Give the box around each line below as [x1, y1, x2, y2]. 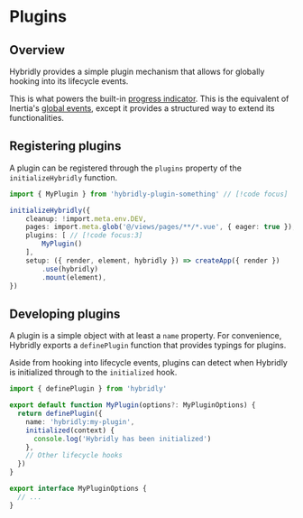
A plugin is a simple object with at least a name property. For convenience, [9, 330, 282, 341]
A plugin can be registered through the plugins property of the [9, 162, 242, 173]
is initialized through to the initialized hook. [9, 367, 178, 378]
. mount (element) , [41, 273, 106, 282]
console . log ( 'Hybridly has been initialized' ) [32, 434, 212, 443]
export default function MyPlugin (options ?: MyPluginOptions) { [9, 401, 256, 410]
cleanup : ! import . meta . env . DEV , [25, 214, 147, 223]
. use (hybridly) [41, 264, 99, 273]
